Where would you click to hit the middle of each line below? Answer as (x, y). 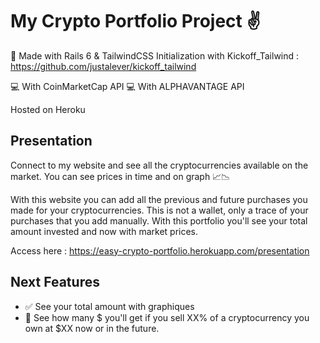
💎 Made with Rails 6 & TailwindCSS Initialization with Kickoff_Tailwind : (155, 55)
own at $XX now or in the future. (92, 328)
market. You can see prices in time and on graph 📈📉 (120, 176)
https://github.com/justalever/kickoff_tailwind (103, 66)
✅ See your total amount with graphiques (109, 306)
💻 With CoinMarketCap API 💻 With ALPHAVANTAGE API (127, 86)
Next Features (55, 282)
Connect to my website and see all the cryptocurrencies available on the (159, 165)
